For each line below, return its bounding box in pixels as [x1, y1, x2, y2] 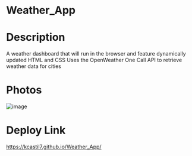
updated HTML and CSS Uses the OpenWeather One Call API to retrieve [6, 57, 182, 64]
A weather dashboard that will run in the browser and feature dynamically [6, 50, 186, 57]
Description [6, 31, 65, 44]
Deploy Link [6, 123, 66, 137]
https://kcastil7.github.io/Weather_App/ [6, 143, 102, 150]
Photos [6, 83, 42, 97]
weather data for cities [6, 63, 61, 70]
